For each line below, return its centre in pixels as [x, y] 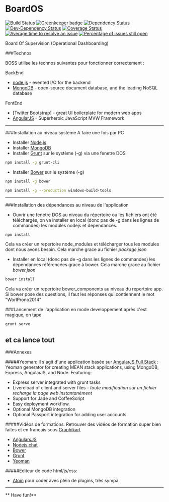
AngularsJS [24, 439]
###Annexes [18, 352]
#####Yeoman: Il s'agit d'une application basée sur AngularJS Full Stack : [82, 362]
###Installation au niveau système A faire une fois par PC [65, 132]
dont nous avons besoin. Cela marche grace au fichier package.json [76, 249]
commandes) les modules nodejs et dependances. [65, 225]
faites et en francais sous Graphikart [43, 430]
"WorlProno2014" [23, 300]
